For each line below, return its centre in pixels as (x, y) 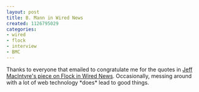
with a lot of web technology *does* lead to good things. (78, 82)
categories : (21, 29)
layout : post (23, 12)
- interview (21, 47)
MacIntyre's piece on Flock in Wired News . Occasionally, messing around (99, 76)
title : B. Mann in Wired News (45, 18)
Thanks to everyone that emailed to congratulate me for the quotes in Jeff (99, 69)
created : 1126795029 (33, 23)
